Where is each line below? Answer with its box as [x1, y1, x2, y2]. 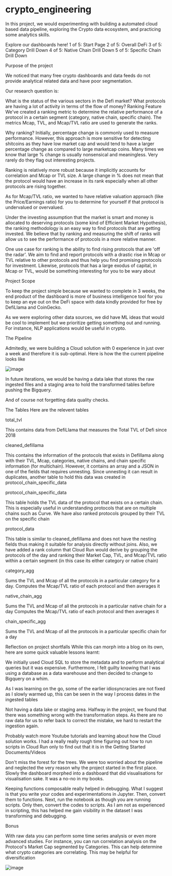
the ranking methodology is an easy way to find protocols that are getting [5, 225, 161, 231]
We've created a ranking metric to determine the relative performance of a [5, 109, 163, 115]
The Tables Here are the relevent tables [5, 406, 89, 413]
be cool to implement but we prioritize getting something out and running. [5, 319, 161, 326]
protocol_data [5, 526, 34, 532]
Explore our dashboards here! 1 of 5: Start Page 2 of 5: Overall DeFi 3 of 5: [5, 41, 163, 47]
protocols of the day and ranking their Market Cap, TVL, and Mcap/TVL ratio [5, 552, 167, 558]
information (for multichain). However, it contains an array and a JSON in [5, 463, 159, 469]
